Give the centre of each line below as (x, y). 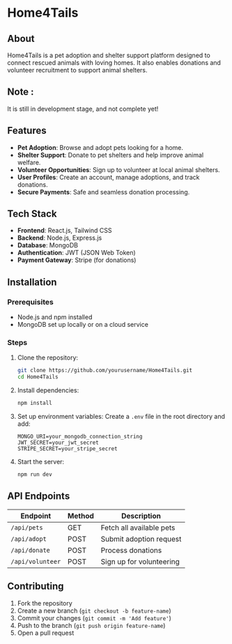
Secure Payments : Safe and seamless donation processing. (103, 192)
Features (27, 131)
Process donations (131, 550)
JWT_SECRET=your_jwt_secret (58, 443)
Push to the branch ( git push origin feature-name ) (91, 625)
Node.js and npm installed (55, 317)
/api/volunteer (36, 561)
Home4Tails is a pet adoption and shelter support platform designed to (109, 55)
